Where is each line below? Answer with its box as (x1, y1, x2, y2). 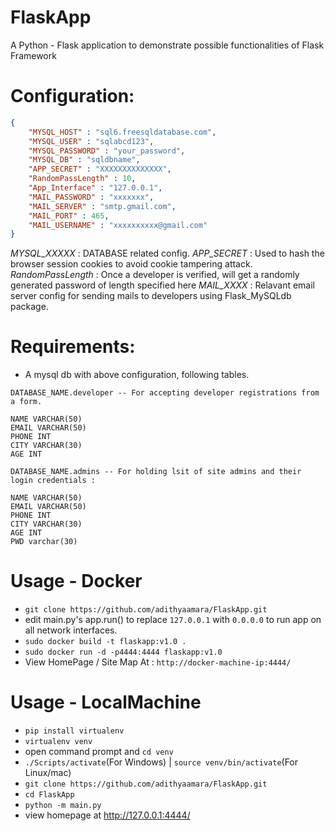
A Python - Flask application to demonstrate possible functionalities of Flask (10, 39, 325, 51)
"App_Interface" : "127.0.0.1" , (28, 183, 163, 193)
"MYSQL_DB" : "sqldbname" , (28, 155, 141, 165)
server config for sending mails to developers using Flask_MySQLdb (10, 290, 292, 302)
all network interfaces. (24, 624, 118, 636)
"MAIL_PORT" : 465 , (28, 211, 110, 221)
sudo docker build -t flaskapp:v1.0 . (24, 637, 187, 647)
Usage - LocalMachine (10, 691, 202, 714)
